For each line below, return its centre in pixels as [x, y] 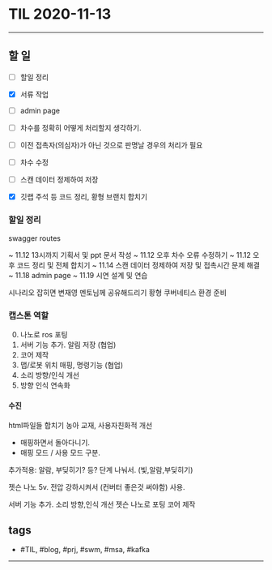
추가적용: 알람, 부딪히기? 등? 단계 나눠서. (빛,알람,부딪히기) [101, 469]
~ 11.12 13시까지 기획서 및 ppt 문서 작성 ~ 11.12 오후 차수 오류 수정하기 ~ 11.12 [130, 255]
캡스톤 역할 [29, 315]
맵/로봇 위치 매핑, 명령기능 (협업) [72, 365]
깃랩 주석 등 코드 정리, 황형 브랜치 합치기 [84, 197]
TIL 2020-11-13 [60, 14]
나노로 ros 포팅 [44, 335]
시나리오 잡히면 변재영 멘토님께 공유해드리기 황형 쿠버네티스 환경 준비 [117, 292]
